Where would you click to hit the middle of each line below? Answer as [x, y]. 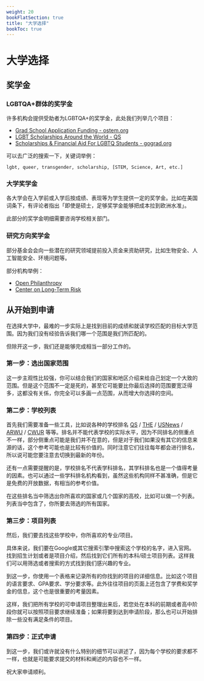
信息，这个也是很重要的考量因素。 [59, 591]
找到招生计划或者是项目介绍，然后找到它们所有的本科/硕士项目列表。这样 [98, 556]
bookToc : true [24, 29]
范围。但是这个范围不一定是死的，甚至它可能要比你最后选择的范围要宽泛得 [99, 385]
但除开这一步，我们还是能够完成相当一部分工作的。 [70, 346]
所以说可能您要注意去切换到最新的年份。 [57, 455]
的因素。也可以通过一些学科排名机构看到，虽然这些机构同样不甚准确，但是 [99, 476]
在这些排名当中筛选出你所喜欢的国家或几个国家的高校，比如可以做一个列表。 [102, 496]
